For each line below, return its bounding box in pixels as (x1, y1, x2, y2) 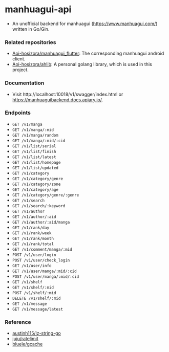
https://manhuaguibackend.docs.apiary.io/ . (12, 96, 103, 103)
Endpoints (5, 109, 31, 116)
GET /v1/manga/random (12, 133, 58, 138)
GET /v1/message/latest (12, 306, 64, 312)
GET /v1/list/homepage (12, 160, 61, 165)
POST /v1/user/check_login (12, 257, 70, 263)
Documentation (5, 79, 45, 86)
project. (12, 67, 29, 73)
